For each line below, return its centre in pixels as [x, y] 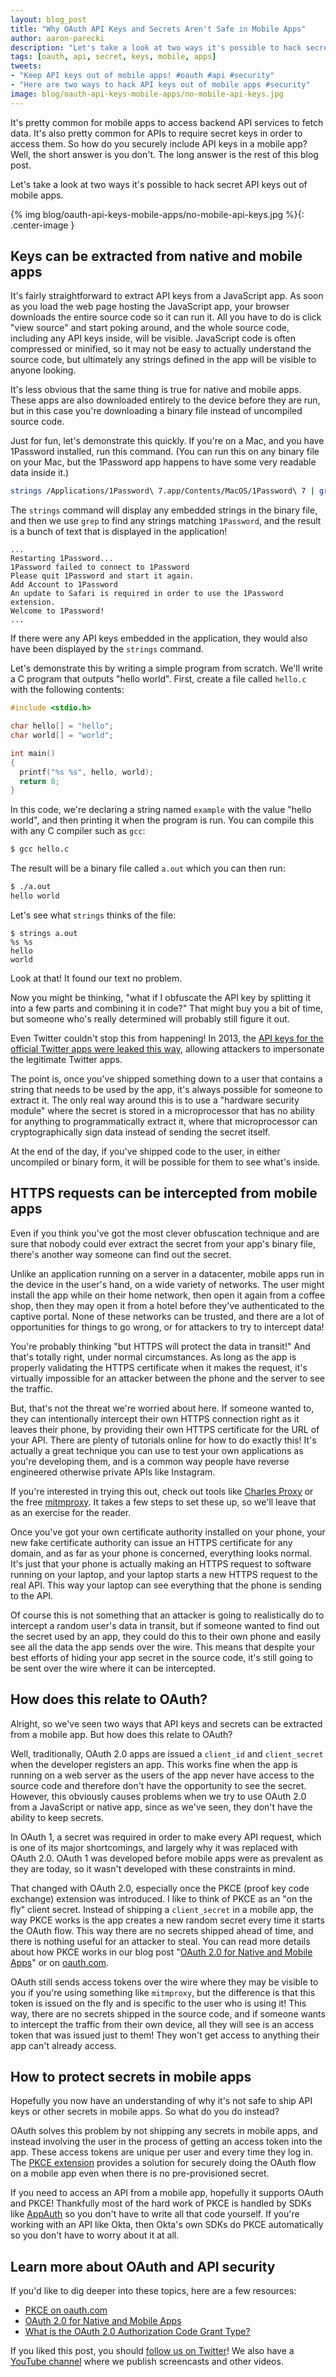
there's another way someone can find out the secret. [121, 1254]
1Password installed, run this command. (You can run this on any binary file [165, 452]
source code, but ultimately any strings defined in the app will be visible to [163, 360]
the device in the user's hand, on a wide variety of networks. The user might [167, 1284]
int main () [33, 753]
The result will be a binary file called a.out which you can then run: [148, 868]
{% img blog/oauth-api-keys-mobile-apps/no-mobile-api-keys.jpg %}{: [157, 214]
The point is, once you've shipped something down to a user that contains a [166, 1078]
